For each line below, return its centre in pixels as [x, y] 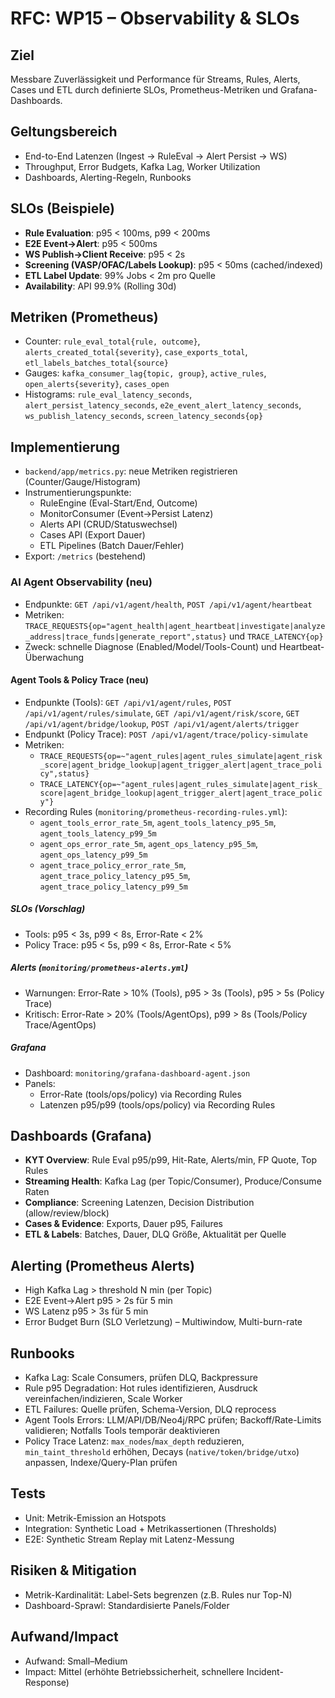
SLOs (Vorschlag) [48, 909]
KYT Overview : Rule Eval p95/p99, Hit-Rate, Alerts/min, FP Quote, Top [171, 1160]
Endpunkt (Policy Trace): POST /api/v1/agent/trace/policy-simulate [166, 734]
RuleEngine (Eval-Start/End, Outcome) [118, 503]
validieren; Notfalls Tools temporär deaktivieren [122, 1431]
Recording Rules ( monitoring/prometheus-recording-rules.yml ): [156, 811]
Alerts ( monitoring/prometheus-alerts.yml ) [99, 968]
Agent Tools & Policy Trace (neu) [80, 680]
